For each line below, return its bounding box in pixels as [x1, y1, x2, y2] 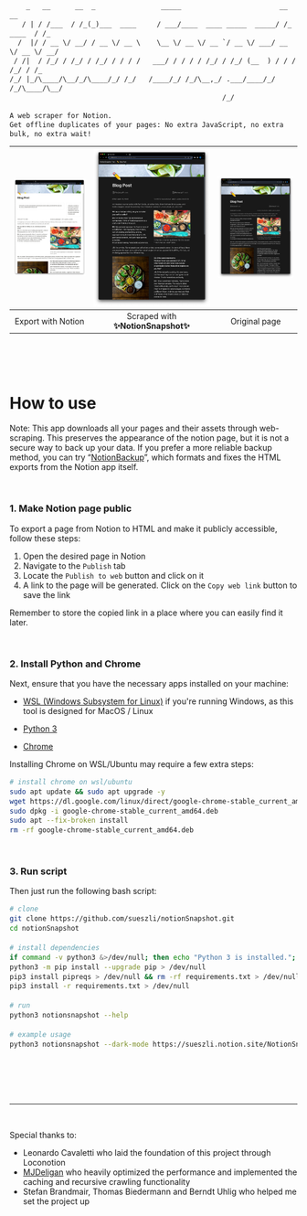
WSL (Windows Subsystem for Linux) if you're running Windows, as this [22, 696, 294, 707]
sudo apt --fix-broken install [9, 816, 129, 826]
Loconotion [22, 1157, 66, 1168]
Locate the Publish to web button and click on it [22, 570, 204, 581]
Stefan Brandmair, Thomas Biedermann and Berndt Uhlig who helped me [22, 1186, 297, 1197]
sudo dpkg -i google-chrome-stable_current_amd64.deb [9, 806, 219, 816]
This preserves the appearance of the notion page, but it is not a [47, 432, 290, 443]
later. [9, 616, 29, 627]
